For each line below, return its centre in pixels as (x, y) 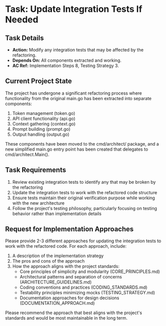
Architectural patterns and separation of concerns (71, 277)
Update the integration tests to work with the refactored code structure (85, 192)
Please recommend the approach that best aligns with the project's (74, 313)
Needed (22, 20)
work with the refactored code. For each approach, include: (66, 246)
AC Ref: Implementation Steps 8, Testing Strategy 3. (65, 66)
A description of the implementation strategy (58, 256)
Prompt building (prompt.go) (41, 129)
